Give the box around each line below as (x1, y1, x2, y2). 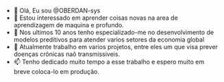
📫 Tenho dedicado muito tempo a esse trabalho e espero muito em (13, 58, 204, 66)
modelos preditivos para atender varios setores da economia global (13, 36, 205, 44)
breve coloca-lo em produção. (13, 68, 99, 75)
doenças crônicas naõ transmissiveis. (13, 50, 121, 58)
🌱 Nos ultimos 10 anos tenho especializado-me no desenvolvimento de (13, 28, 214, 36)
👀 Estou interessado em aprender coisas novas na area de (13, 14, 178, 22)
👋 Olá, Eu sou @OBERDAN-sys (13, 7, 101, 14)
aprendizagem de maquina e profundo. (13, 21, 125, 29)
